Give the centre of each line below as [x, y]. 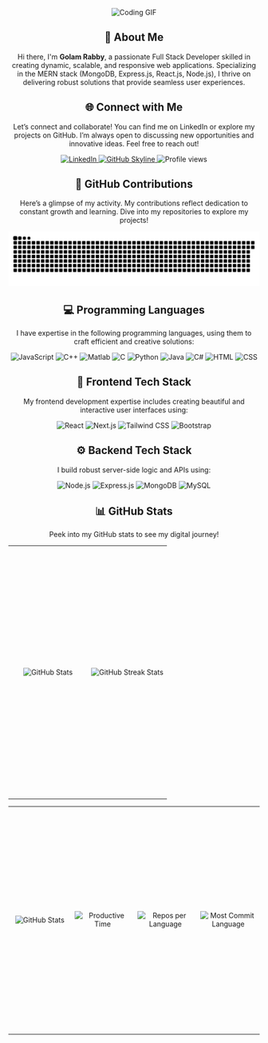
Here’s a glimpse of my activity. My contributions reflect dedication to [134, 203]
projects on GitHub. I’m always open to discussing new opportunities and [134, 135]
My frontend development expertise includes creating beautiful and [134, 401]
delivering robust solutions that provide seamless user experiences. [134, 82]
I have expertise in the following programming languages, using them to [134, 333]
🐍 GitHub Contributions [134, 184]
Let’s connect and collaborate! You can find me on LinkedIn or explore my [134, 126]
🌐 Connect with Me [134, 107]
